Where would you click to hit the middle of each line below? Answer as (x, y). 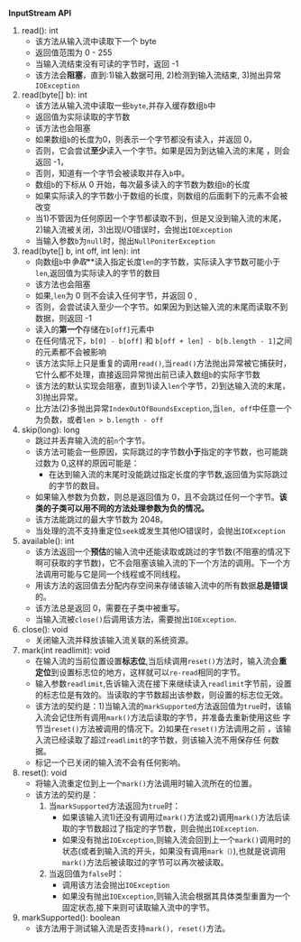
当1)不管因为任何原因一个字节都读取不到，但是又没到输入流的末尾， (160, 218)
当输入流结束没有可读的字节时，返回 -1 (107, 64)
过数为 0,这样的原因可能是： (87, 463)
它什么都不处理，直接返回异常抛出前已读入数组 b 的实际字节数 (147, 374)
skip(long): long (50, 429)
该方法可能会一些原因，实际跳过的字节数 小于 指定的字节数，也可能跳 (161, 452)
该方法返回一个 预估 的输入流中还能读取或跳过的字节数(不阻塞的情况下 (163, 551)
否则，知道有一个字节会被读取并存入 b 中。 (112, 173)
